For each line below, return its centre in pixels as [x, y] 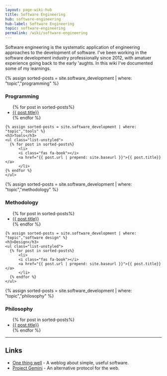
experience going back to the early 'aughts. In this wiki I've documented [79, 63]
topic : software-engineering [35, 28]
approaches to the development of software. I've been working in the [76, 52]
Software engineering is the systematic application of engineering [73, 47]
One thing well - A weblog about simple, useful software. [71, 363]
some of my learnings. [28, 68]
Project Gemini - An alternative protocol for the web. [66, 368]
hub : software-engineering [33, 19]
